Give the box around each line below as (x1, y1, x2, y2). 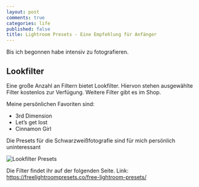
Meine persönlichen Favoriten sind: (6, 100, 95, 107)
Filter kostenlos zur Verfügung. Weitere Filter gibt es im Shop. (6, 88, 162, 96)
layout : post (6, 9, 40, 15)
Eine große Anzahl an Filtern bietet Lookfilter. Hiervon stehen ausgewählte (6, 82, 194, 89)
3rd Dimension (15, 112, 52, 119)
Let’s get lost (15, 118, 48, 125)
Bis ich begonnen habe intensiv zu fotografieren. (6, 48, 129, 55)
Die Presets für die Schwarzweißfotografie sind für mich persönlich (6, 136, 176, 144)
